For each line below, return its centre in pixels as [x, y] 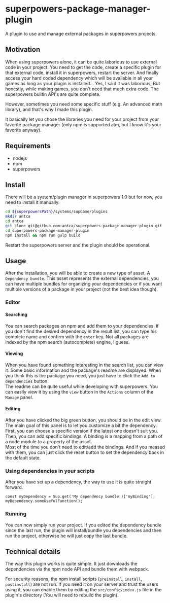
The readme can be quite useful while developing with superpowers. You [82, 386]
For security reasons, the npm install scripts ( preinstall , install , [74, 579]
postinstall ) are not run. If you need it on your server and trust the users [82, 584]
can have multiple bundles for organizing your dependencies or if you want [84, 284]
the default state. [23, 457]
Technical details [33, 552]
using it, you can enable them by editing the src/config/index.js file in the [83, 590]
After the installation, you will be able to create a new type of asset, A [78, 273]
